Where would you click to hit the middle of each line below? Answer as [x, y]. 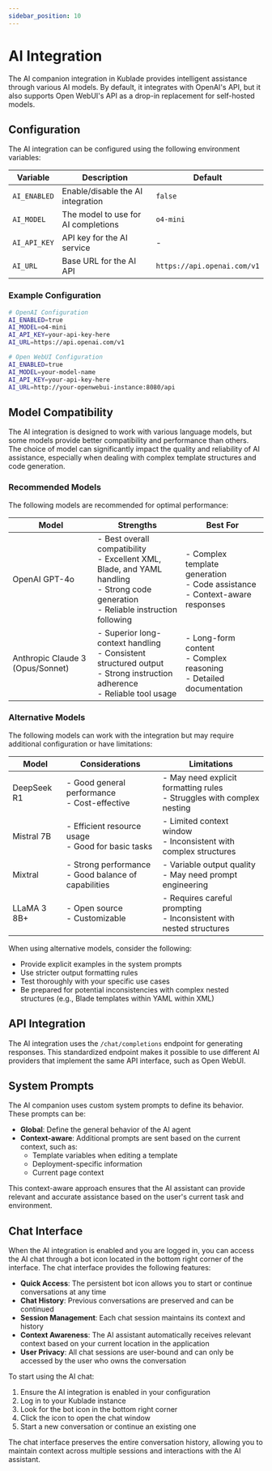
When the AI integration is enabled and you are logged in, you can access [132, 1251]
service [76, 248]
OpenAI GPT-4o [44, 579]
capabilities [88, 885]
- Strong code [124, 589]
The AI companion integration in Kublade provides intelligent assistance [128, 79]
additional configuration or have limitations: [81, 744]
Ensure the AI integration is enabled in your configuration [115, 1392]
